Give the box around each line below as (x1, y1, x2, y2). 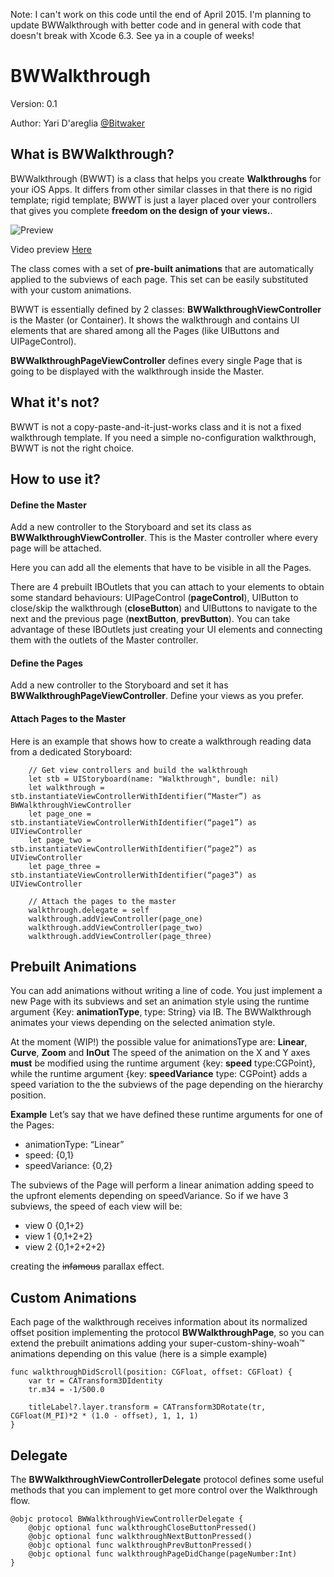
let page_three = (28, 861, 101, 871)
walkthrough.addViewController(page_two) (28, 922, 203, 933)
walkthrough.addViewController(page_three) (28, 931, 213, 941)
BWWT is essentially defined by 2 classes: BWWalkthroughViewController (10, 303, 322, 315)
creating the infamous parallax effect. (10, 1260, 165, 1273)
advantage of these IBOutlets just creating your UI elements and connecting (10, 624, 323, 636)
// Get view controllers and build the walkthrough (28, 765, 248, 775)
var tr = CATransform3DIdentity (28, 1376, 163, 1386)
